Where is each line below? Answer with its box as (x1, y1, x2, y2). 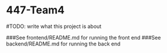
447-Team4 (6, 3, 65, 17)
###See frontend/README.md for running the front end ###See (6, 34, 161, 41)
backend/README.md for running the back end (6, 40, 121, 47)
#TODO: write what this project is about (6, 23, 101, 30)
